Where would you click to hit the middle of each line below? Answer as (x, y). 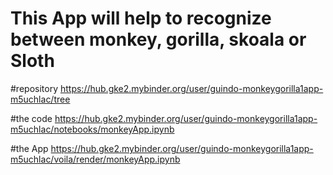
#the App (29, 148)
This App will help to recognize (141, 18)
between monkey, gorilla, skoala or (158, 39)
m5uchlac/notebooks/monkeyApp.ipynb (92, 129)
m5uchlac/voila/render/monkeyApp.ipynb (95, 159)
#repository (34, 88)
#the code (31, 118)
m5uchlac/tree (40, 99)
